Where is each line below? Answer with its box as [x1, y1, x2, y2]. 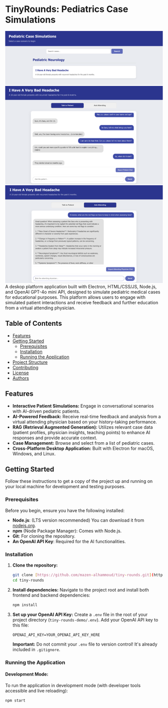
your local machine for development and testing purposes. [5, 484, 126, 490]
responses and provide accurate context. [12, 435, 97, 441]
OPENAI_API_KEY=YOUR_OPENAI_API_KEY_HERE [12, 632, 100, 638]
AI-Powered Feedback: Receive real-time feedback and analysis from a [12, 413, 161, 419]
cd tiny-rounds [12, 578, 44, 583]
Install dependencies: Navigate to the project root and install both [12, 587, 149, 593]
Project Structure [12, 359, 48, 365]
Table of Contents [5, 319, 62, 328]
